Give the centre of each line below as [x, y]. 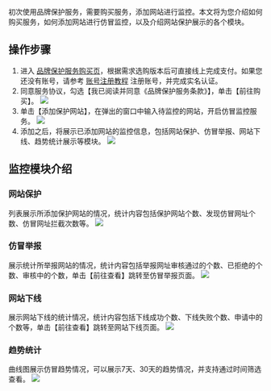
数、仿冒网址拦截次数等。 [51, 223]
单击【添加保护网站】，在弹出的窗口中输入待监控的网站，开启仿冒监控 [135, 110]
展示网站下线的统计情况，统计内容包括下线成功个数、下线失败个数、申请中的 [135, 318]
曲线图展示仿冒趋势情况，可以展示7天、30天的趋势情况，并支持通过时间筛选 [135, 369]
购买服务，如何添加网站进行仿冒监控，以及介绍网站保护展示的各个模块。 [128, 22]
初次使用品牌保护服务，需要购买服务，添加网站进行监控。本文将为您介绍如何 [135, 12]
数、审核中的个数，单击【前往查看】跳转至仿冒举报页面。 [104, 275]
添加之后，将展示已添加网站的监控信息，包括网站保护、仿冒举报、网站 [137, 131]
